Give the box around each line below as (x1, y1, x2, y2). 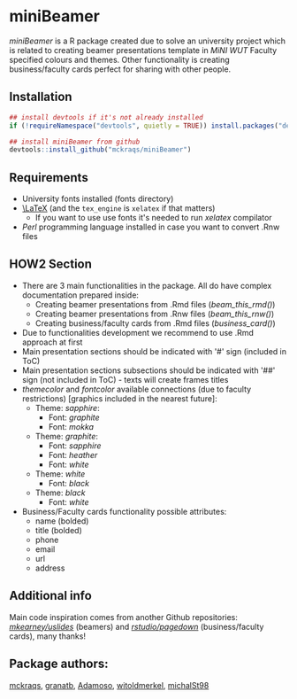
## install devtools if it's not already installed (9, 113, 203, 121)
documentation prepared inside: (21, 290, 140, 300)
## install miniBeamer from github (9, 137, 141, 146)
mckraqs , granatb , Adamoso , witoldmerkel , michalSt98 (9, 680, 209, 690)
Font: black (48, 478, 90, 488)
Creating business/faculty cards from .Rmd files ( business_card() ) (34, 317, 276, 329)
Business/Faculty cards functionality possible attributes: (21, 506, 227, 516)
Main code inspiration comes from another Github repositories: (9, 611, 239, 622)
